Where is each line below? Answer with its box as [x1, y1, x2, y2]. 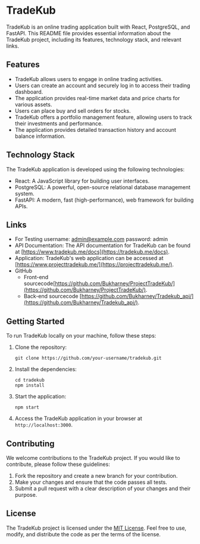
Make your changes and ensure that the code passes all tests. [14, 478, 168, 486]
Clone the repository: [14, 344, 67, 351]
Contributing [6, 438, 55, 449]
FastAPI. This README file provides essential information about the [6, 29, 171, 36]
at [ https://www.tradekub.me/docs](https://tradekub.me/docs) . [14, 248, 170, 255]
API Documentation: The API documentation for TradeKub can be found [14, 242, 190, 249]
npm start [14, 404, 40, 410]
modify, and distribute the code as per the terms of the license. [6, 530, 161, 537]
